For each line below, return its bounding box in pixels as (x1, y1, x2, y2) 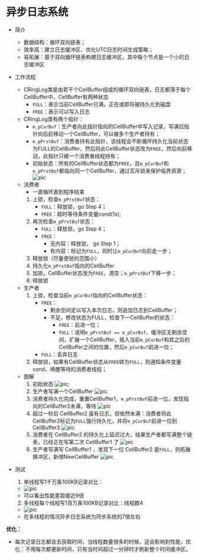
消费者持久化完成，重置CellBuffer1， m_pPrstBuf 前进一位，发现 (32, 395, 184, 402)
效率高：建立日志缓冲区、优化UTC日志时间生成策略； (23, 46, 154, 53)
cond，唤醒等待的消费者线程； (32, 365, 108, 372)
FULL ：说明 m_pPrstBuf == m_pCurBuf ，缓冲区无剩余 (59, 329, 183, 336)
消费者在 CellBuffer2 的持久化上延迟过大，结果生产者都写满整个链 (32, 431, 193, 438)
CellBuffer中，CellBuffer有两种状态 (23, 93, 109, 100)
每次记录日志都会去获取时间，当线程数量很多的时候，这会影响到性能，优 (14, 538, 191, 545)
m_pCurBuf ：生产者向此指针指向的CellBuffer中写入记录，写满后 (32, 122, 184, 130)
